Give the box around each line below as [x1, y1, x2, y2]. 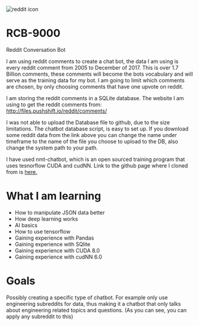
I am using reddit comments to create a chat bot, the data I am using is [6, 57, 179, 65]
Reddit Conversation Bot [6, 46, 66, 53]
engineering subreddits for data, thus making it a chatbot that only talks [6, 300, 181, 307]
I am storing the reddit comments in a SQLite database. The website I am [6, 94, 184, 101]
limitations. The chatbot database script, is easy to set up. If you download [6, 125, 189, 132]
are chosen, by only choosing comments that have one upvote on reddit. [6, 83, 184, 90]
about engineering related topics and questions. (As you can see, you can [6, 306, 187, 313]
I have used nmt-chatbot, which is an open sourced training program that [6, 156, 185, 163]
